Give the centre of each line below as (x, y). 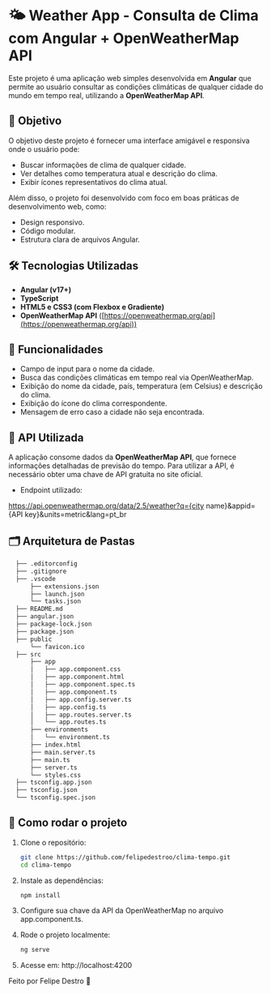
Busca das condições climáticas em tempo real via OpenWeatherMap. (137, 377)
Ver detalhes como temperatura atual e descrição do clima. (119, 173)
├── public (34, 639)
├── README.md (39, 609)
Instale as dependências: (61, 880)
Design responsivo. (52, 222)
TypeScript (39, 298)
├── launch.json (57, 594)
